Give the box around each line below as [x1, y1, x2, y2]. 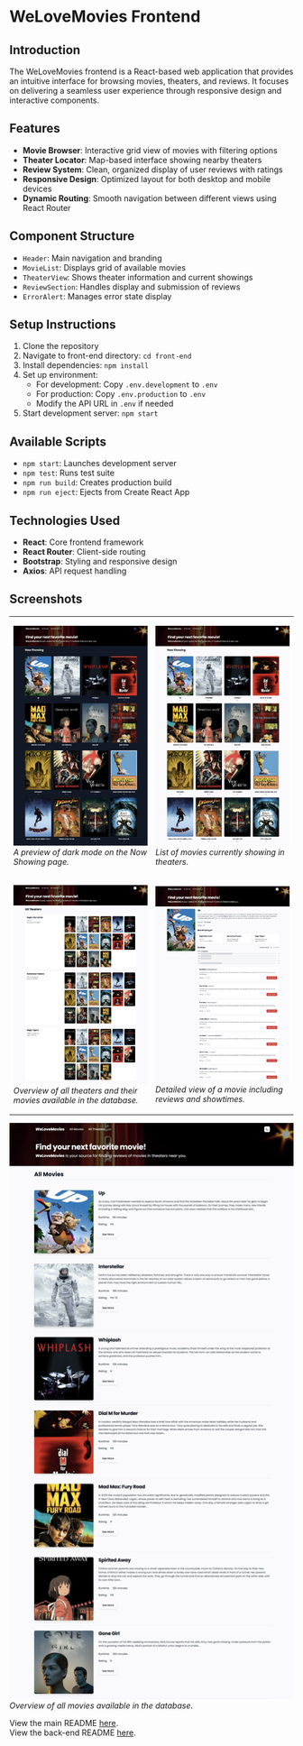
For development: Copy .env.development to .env [35, 379, 218, 390]
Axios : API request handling [22, 565, 127, 576]
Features [9, 121, 60, 136]
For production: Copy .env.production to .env [35, 389, 206, 400]
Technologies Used [9, 512, 120, 528]
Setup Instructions [9, 317, 116, 333]
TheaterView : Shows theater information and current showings [22, 271, 253, 282]
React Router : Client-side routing [22, 547, 146, 557]
